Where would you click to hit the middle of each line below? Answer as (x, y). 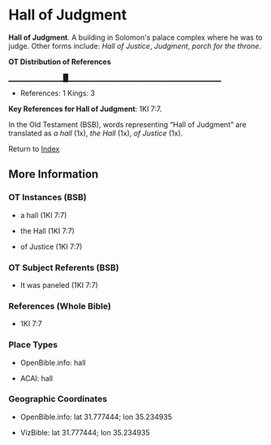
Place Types (33, 344)
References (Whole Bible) (60, 306)
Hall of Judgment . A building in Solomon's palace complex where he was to (135, 37)
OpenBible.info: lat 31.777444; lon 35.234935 (96, 417)
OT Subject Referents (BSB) (64, 267)
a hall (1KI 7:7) (43, 215)
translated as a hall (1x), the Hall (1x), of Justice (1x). (96, 133)
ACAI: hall (37, 378)
